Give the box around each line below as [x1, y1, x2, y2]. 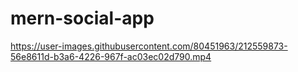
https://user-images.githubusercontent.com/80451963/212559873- [10, 40, 288, 52]
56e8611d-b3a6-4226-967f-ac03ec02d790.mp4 [10, 50, 212, 62]
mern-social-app [10, 7, 155, 30]
